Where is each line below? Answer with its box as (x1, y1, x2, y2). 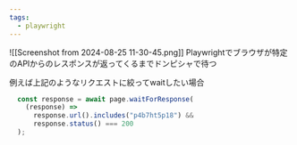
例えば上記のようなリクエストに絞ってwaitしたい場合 (9, 77, 205, 87)
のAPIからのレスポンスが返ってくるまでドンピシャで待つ (9, 58, 217, 68)
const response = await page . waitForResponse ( (17, 94, 194, 103)
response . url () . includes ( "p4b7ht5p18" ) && (32, 111, 194, 120)
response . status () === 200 (32, 119, 134, 129)
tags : (9, 12, 30, 22)
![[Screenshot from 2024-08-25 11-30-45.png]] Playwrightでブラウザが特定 (9, 46, 288, 58)
